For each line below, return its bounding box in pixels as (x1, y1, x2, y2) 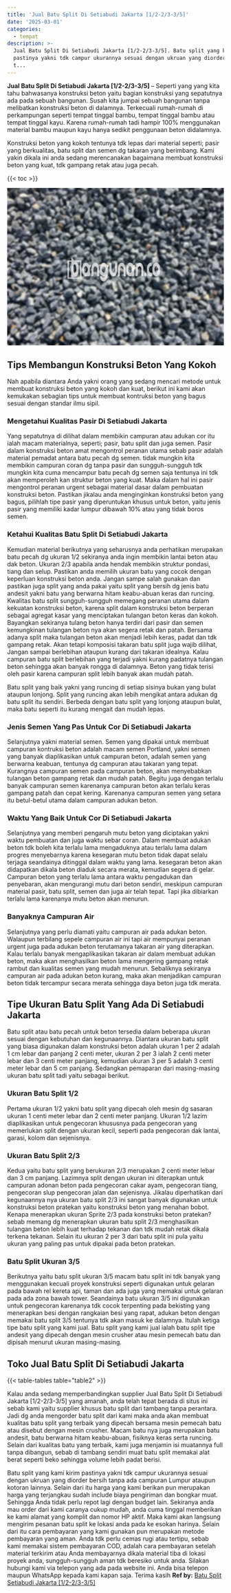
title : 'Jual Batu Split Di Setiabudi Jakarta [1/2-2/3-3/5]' (7, 11, 189, 18)
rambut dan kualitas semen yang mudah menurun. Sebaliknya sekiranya (7, 964, 211, 972)
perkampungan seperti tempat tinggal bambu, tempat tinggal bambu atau (7, 111, 215, 119)
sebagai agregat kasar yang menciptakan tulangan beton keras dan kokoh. (7, 611, 219, 619)
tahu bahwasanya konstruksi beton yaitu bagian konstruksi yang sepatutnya (7, 89, 222, 97)
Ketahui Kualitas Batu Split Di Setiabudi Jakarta (7, 530, 168, 539)
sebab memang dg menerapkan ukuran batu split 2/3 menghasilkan (7, 1217, 199, 1226)
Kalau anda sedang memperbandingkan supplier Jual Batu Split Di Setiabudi (7, 1390, 223, 1398)
